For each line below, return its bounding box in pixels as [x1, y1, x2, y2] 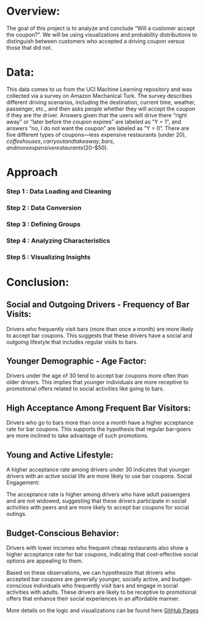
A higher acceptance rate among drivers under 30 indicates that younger [6, 466, 190, 473]
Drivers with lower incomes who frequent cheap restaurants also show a [6, 544, 189, 551]
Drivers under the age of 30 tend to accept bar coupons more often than [6, 372, 189, 379]
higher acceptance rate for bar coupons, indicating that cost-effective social [6, 550, 198, 558]
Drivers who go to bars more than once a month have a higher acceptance [6, 419, 194, 426]
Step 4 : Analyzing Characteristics [6, 236, 110, 245]
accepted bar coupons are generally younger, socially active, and [6, 575, 171, 583]
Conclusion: [6, 275, 70, 289]
